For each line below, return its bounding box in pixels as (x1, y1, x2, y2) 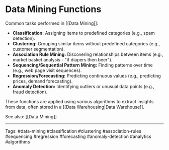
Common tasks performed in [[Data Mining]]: (5, 20, 99, 26)
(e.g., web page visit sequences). (12, 67, 82, 73)
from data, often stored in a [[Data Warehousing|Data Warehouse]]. (5, 104, 145, 110)
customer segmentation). (12, 46, 65, 52)
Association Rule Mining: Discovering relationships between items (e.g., (12, 51, 163, 57)
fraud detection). (12, 89, 48, 95)
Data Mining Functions (5, 4, 102, 15)
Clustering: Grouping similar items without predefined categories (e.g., (12, 40, 160, 46)
